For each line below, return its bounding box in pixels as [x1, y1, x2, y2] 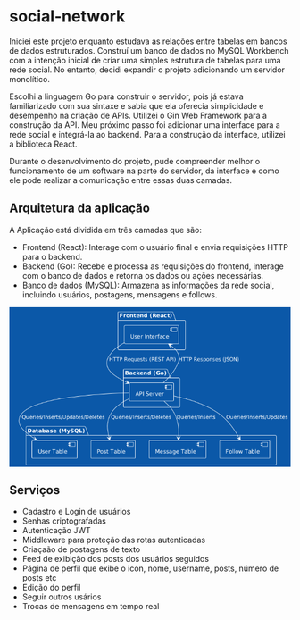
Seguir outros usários [21, 591, 102, 602]
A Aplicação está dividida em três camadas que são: [9, 224, 203, 235]
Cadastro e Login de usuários [21, 507, 131, 517]
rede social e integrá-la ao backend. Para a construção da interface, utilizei [9, 129, 286, 139]
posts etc [21, 573, 57, 583]
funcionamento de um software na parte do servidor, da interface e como [9, 165, 279, 176]
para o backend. [21, 251, 83, 262]
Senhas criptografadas [21, 515, 107, 526]
